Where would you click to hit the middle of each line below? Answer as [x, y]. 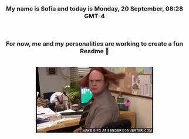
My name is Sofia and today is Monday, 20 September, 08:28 [95, 9]
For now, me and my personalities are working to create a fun [95, 44]
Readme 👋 [95, 51]
